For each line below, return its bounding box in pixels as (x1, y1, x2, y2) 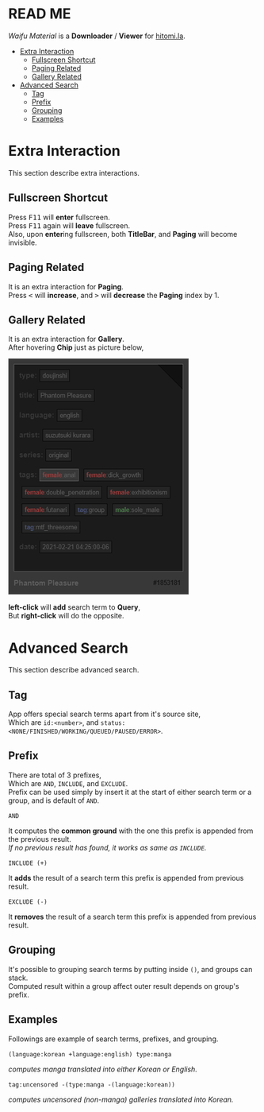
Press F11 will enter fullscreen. (8, 212, 110, 222)
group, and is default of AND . (8, 796, 100, 805)
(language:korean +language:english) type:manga (8, 1050, 172, 1058)
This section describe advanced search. (8, 665, 140, 675)
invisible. (8, 238, 37, 247)
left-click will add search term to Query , (8, 602, 141, 612)
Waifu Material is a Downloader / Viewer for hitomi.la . (8, 31, 186, 41)
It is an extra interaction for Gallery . (8, 335, 124, 344)
